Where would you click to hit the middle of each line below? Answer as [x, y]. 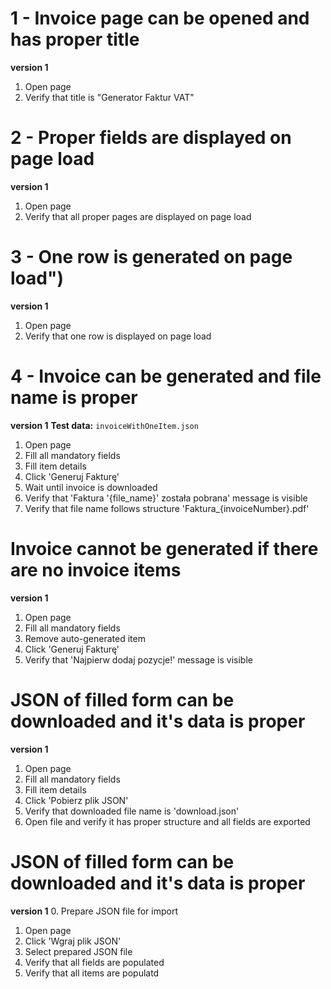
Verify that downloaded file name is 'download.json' [132, 811]
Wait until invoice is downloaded [91, 487]
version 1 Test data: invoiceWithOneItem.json [104, 425]
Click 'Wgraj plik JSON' [73, 941]
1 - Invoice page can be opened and [160, 18]
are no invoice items [96, 569]
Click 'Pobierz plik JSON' [76, 800]
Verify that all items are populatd [92, 973]
